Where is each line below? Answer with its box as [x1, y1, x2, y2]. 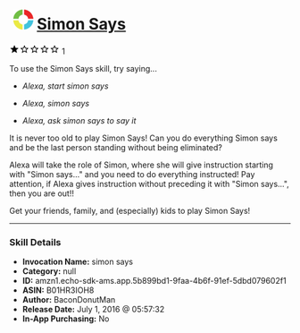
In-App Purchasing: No [21, 313, 110, 324]
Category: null [21, 266, 77, 277]
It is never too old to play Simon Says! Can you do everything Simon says [9, 132, 279, 143]
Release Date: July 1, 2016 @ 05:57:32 [21, 304, 165, 315]
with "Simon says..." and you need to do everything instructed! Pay [9, 168, 255, 179]
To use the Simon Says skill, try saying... [9, 63, 158, 73]
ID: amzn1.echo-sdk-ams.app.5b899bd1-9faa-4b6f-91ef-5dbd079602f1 [21, 276, 287, 286]
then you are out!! [9, 188, 74, 199]
